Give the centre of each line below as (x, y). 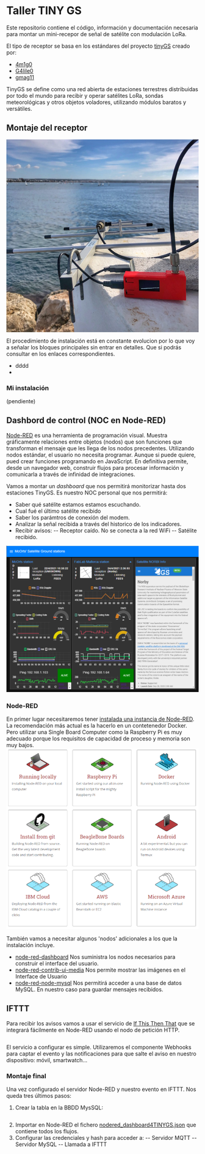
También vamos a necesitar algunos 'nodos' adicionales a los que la (92, 938)
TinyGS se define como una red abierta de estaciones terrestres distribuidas (102, 89)
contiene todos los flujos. (47, 1131)
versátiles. (19, 108)
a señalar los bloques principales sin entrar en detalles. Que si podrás (94, 347)
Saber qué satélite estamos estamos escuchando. (78, 504)
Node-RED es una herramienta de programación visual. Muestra (87, 435)
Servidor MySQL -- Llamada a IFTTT (61, 1144)
